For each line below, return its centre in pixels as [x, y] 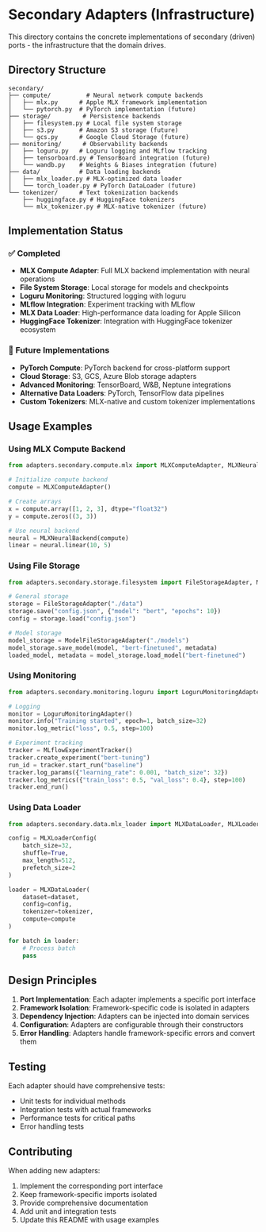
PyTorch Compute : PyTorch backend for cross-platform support [125, 368]
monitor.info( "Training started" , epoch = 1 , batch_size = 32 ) [108, 721]
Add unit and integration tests [68, 1211]
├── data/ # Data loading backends [84, 172]
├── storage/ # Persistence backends [84, 116]
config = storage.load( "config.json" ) [72, 619]
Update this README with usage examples [89, 1220]
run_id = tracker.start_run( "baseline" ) [76, 765]
